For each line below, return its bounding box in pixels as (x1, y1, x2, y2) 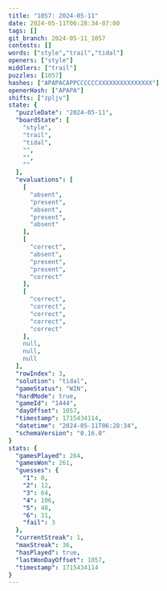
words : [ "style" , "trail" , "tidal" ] (8, 49, 124, 57)
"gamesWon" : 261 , (15, 459, 74, 468)
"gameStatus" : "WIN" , (15, 384, 88, 393)
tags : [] (8, 26, 38, 34)
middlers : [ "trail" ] (8, 64, 78, 72)
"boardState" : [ (15, 116, 70, 124)
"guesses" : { (15, 467, 59, 475)
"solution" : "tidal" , (15, 377, 88, 385)
